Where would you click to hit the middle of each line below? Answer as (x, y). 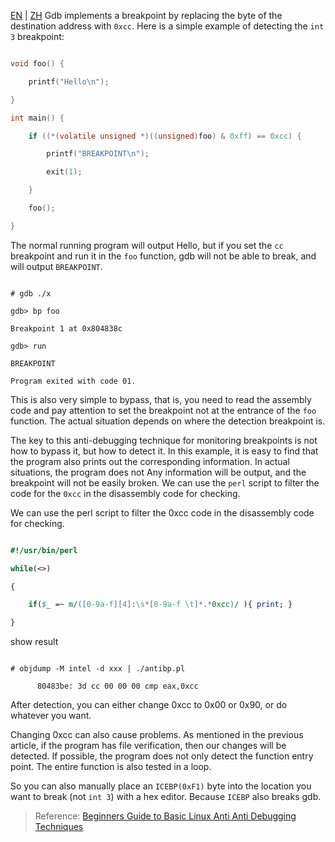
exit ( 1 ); (64, 172)
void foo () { (37, 64)
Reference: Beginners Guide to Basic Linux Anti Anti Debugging (165, 816)
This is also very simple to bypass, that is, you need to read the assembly (161, 399)
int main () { (37, 118)
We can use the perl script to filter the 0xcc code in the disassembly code (162, 512)
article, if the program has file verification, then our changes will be (148, 746)
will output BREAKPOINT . (56, 266)
